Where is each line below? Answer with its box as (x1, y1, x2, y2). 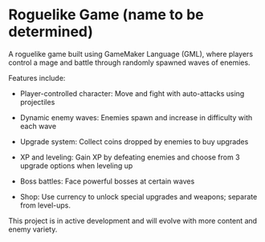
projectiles (19, 97, 55, 107)
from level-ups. (19, 200, 71, 210)
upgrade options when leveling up (19, 160, 133, 170)
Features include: (8, 73, 66, 83)
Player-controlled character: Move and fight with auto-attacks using (19, 88, 245, 98)
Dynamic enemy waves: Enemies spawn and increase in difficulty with (19, 112, 253, 122)
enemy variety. (8, 224, 58, 234)
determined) (8, 22, 94, 41)
